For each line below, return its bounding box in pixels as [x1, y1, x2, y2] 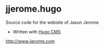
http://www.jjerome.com [5, 38, 55, 44]
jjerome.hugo [5, 3, 62, 15]
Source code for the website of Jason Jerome [5, 19, 99, 25]
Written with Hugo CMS [12, 29, 61, 34]
